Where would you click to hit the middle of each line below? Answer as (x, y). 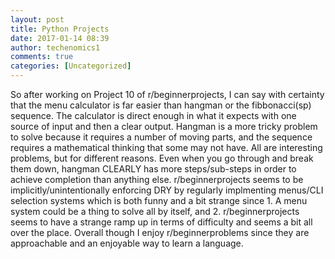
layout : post (37, 19)
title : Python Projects (60, 29)
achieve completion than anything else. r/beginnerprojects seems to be (157, 179)
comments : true (42, 57)
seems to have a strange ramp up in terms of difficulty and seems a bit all (161, 222)
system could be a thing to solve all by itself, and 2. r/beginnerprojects (155, 211)
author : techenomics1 (55, 47)
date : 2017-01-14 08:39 (60, 38)
